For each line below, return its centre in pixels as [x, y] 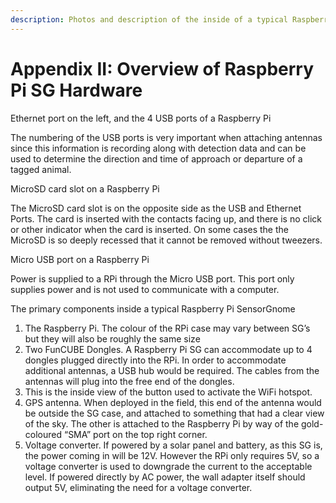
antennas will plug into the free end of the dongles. [129, 381]
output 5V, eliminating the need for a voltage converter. [138, 487]
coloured [43, 434]
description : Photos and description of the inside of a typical [149, 19]
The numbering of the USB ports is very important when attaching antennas [166, 137]
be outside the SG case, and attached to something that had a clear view [174, 413]
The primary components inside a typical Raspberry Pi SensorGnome [153, 308]
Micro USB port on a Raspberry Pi [80, 259]
